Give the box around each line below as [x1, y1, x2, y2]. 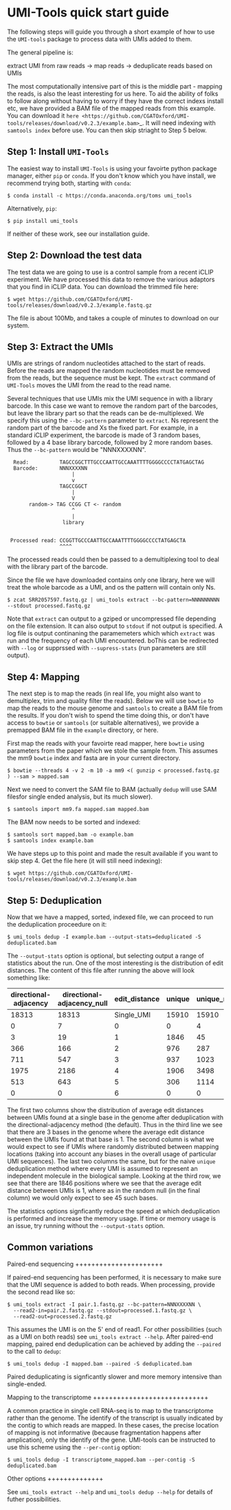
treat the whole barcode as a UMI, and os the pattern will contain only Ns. [7, 583, 216, 592]
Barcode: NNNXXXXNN [13, 465, 88, 472]
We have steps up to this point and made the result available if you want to [7, 850, 219, 858]
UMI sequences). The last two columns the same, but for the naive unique [7, 1157, 216, 1165]
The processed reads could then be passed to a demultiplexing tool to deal [7, 555, 220, 563]
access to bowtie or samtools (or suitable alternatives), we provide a [7, 719, 199, 727]
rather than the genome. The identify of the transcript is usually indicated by [7, 1414, 223, 1422]
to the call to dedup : [7, 1347, 62, 1355]
